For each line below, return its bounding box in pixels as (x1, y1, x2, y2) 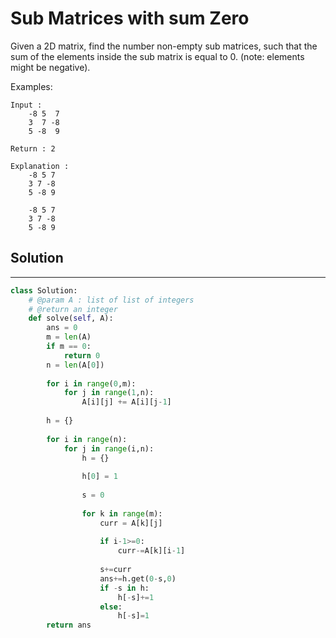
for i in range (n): (46, 434, 128, 444)
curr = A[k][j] (99, 518, 163, 528)
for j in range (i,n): (63, 443, 155, 454)
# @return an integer (28, 304, 118, 314)
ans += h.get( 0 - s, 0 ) (99, 573, 177, 584)
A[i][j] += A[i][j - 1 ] (81, 397, 172, 407)
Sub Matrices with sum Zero (10, 7, 250, 30)
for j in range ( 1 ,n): (63, 388, 155, 398)
